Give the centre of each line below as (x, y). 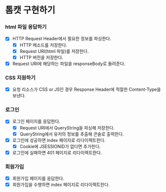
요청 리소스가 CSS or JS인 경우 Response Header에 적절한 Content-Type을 (86, 89)
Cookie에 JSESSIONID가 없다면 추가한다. (60, 146)
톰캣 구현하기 (30, 10)
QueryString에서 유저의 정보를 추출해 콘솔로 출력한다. (72, 134)
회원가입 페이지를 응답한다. (38, 179)
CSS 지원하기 (20, 77)
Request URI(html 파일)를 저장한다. (54, 51)
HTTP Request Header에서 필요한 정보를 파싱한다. (62, 39)
